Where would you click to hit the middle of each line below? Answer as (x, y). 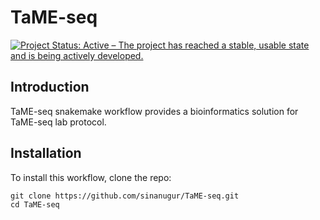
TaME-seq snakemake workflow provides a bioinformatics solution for (154, 111)
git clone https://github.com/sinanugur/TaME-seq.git (125, 196)
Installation (46, 153)
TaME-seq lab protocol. (58, 122)
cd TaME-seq (35, 204)
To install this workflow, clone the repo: (91, 177)
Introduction (50, 87)
